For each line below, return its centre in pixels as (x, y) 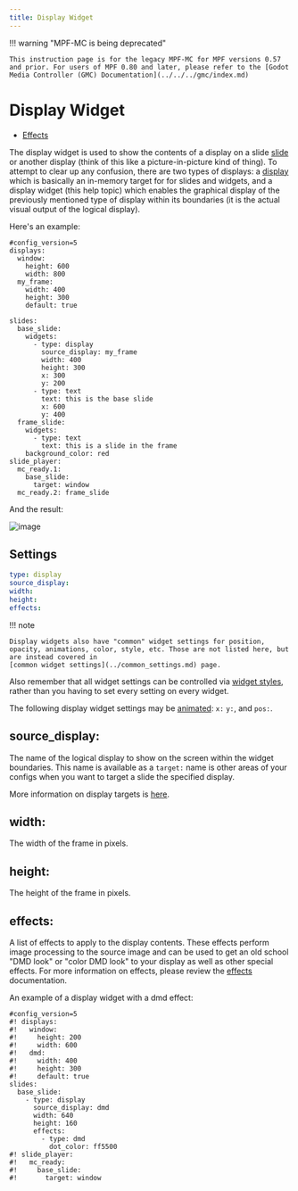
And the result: (37, 509)
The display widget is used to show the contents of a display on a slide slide (149, 152)
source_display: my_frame (90, 352)
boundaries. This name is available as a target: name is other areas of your (148, 767)
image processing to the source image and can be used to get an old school (149, 952)
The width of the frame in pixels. (69, 843)
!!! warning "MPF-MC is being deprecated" (88, 43)
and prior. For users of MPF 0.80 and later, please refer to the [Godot (149, 67)
